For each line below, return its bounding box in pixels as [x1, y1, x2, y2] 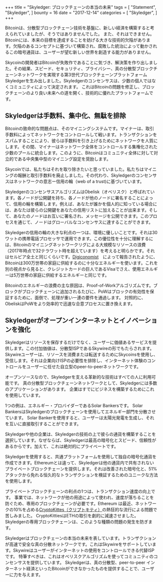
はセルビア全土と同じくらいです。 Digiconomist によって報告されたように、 [5, 254, 158, 259]
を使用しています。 [5, 392, 43, 398]
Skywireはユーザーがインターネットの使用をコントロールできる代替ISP [13, 547, 155, 553]
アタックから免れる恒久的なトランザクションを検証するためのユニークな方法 [5, 472, 158, 478]
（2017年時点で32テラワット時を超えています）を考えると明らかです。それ [5, 248, 155, 254]
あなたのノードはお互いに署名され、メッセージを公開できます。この [13, 213, 149, 219]
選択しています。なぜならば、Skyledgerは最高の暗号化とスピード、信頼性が [5, 437, 157, 443]
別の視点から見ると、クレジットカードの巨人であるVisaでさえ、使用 [5, 266, 141, 272]
